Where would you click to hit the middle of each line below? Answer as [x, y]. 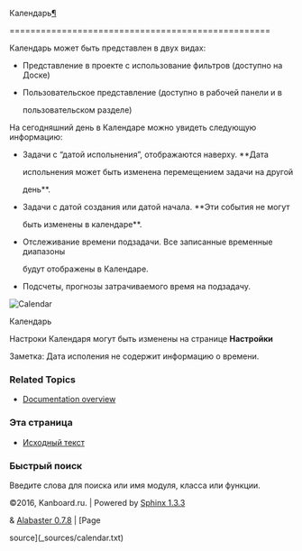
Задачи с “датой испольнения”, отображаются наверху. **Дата [145, 154]
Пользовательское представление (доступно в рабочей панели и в [152, 92]
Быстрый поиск [46, 465]
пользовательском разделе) [77, 110]
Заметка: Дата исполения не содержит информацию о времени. [134, 356]
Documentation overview [69, 399]
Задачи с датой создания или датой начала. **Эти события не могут [156, 207]
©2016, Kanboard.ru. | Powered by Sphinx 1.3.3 [97, 502]
